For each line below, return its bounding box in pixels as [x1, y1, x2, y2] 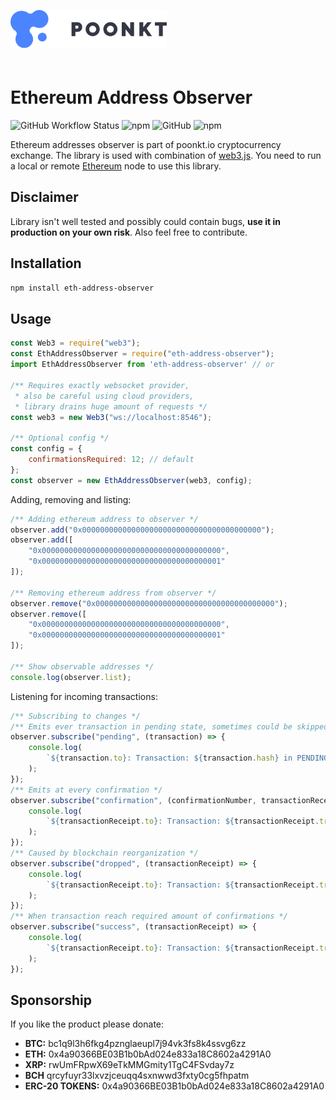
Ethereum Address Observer [10, 86, 253, 109]
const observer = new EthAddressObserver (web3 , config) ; [10, 475, 253, 485]
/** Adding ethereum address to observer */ [10, 514, 199, 524]
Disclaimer [10, 189, 79, 206]
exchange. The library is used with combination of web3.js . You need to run [10, 150, 322, 162]
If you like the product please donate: [10, 1018, 165, 1030]
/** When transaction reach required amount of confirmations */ [10, 911, 288, 922]
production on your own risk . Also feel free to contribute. [10, 226, 248, 238]
